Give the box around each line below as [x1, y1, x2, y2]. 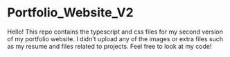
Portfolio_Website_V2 [7, 5, 134, 21]
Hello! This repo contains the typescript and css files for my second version [7, 27, 223, 36]
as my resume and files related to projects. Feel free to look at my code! [7, 42, 212, 50]
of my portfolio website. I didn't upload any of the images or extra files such [7, 34, 224, 43]
